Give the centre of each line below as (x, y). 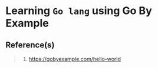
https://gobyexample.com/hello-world (75, 59)
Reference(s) (30, 45)
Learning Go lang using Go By (79, 11)
